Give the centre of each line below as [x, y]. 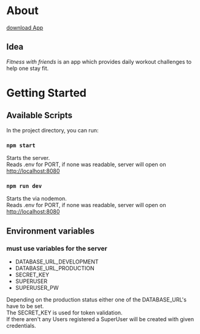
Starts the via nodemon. [37, 199]
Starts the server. [28, 158]
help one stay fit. [28, 68]
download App [25, 28]
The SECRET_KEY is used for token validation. [64, 313]
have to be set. [25, 306]
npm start [21, 145]
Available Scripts [39, 116]
